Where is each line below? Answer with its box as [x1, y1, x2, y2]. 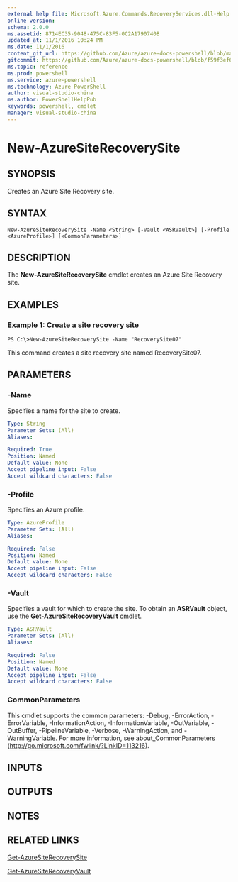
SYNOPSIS [7, 168, 56, 180]
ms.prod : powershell [7, 70, 69, 77]
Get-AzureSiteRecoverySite [7, 853, 87, 861]
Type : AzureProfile [7, 519, 65, 527]
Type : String [7, 420, 46, 427]
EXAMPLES [7, 299, 59, 311]
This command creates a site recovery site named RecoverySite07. [7, 348, 202, 357]
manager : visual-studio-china [7, 109, 97, 116]
